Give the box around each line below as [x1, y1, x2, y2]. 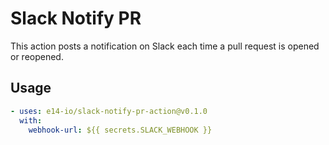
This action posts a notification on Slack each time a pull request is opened [10, 40, 320, 52]
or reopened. [10, 50, 64, 62]
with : [19, 115, 43, 126]
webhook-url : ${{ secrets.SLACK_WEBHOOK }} [28, 125, 213, 135]
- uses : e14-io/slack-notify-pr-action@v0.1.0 [10, 106, 208, 116]
